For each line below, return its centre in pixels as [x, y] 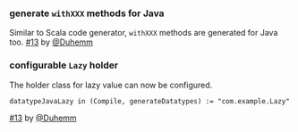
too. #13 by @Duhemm [51, 42]
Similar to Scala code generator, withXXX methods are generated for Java [144, 33]
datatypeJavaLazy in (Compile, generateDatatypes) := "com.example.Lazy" [150, 101]
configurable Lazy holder [64, 65]
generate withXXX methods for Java [87, 13]
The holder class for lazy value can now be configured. [111, 85]
